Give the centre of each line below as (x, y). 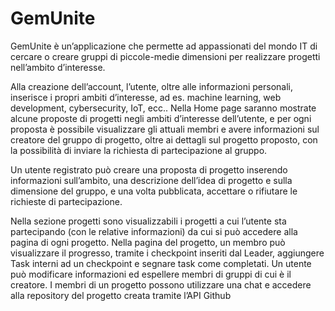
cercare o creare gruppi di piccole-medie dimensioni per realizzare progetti (165, 56)
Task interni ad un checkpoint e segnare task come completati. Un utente (161, 263)
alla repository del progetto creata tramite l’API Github (121, 295)
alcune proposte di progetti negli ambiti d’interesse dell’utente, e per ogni (161, 118)
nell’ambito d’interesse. (58, 67)
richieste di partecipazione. (66, 201)
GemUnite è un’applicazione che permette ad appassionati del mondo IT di (164, 46)
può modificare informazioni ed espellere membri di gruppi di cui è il (151, 274)
